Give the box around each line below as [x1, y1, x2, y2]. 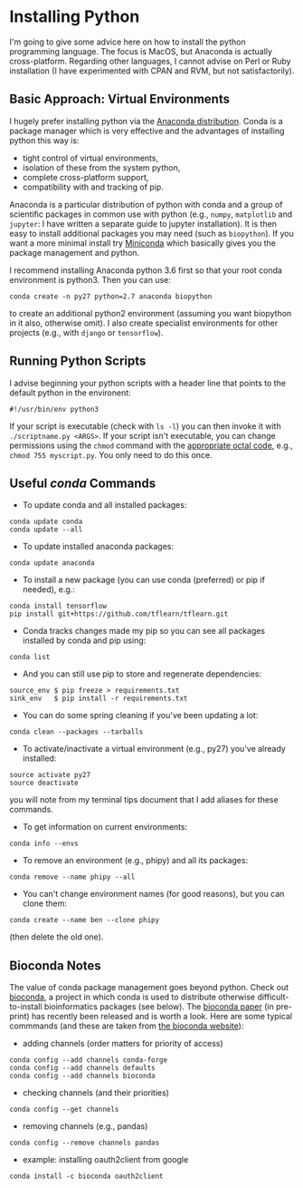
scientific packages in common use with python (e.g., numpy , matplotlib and [9, 209, 293, 219]
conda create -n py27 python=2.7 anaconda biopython [9, 292, 213, 301]
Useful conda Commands [9, 475, 156, 491]
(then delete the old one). [9, 931, 104, 942]
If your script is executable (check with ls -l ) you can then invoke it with [9, 420, 282, 432]
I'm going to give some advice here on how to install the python [9, 36, 246, 47]
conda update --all [9, 525, 83, 534]
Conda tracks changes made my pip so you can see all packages [22, 626, 266, 637]
